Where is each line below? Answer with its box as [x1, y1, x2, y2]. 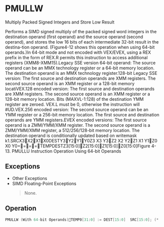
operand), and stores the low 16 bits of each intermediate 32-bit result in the [5, 39, 159, 45]
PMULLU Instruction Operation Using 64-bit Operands [11, 148, 121, 154]
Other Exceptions [12, 175, 47, 181]
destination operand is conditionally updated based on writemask [5, 133, 137, 138]
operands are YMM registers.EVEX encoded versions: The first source [5, 117, 147, 123]
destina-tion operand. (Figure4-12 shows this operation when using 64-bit [5, 44, 155, 50]
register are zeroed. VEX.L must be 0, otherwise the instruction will [5, 101, 140, 107]
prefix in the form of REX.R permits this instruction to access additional [5, 54, 148, 60]
